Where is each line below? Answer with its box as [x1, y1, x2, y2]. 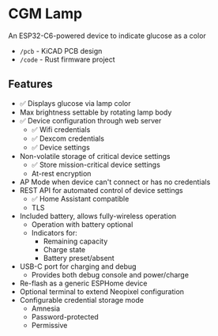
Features [8, 77, 53, 91]
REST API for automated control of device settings [19, 185, 183, 194]
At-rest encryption [31, 168, 92, 178]
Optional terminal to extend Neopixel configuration [19, 286, 184, 296]
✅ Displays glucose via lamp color [19, 98, 131, 108]
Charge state [43, 244, 85, 254]
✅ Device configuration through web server [19, 115, 162, 125]
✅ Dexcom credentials [31, 134, 105, 143]
